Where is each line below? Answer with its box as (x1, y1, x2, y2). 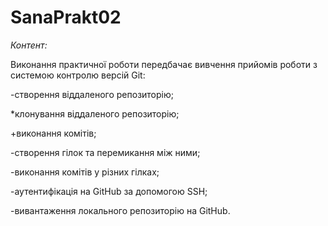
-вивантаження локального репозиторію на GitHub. (10, 204, 231, 216)
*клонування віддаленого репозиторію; (10, 107, 180, 120)
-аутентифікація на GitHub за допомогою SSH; (10, 185, 208, 197)
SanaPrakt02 (10, 6, 122, 29)
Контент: (10, 39, 48, 51)
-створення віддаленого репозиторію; (10, 88, 174, 100)
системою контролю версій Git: (10, 69, 146, 81)
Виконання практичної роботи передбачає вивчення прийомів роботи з (10, 58, 318, 70)
